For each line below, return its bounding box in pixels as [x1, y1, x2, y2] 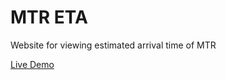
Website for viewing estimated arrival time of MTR [10, 39, 217, 51]
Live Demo [10, 58, 55, 70]
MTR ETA [10, 6, 88, 29]
